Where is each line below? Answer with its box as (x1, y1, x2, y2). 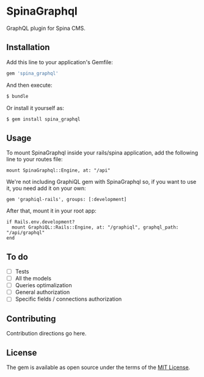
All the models (15, 275, 52, 282)
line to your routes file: (6, 156, 63, 163)
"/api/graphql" (6, 230, 45, 236)
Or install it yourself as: (6, 104, 64, 111)
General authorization (15, 288, 70, 296)
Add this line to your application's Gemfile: (6, 58, 113, 65)
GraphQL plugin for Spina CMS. (6, 24, 86, 32)
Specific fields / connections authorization (15, 295, 122, 303)
